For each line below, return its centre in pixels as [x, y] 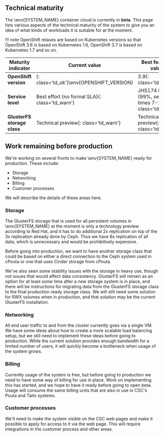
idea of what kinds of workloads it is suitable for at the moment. [69, 30]
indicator [20, 68]
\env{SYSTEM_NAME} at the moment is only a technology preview [72, 226]
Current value [85, 65]
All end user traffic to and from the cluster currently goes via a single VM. [79, 325]
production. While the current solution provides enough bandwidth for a [77, 341]
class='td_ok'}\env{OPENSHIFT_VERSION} [85, 83]
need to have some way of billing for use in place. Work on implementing [78, 380]
